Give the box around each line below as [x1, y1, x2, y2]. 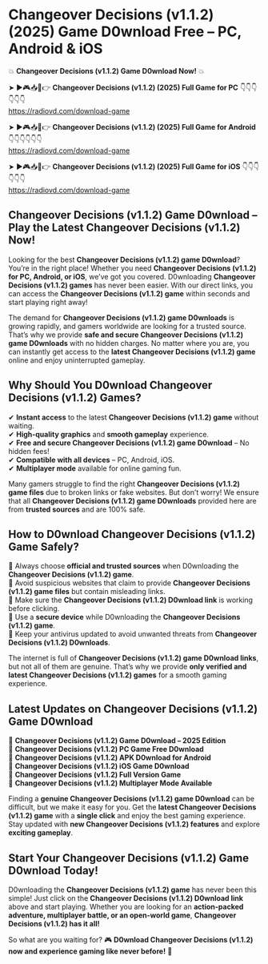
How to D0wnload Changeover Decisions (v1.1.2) [8, 527, 256, 541]
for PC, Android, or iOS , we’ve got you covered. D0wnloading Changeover [8, 271, 256, 281]
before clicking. [8, 604, 60, 613]
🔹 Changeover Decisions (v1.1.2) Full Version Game [8, 770, 182, 780]
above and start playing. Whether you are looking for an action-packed [8, 902, 244, 911]
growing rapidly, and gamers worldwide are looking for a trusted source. [8, 321, 246, 331]
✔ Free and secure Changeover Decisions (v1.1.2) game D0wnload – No [8, 438, 250, 448]
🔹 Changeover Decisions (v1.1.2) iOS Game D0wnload [8, 761, 190, 771]
